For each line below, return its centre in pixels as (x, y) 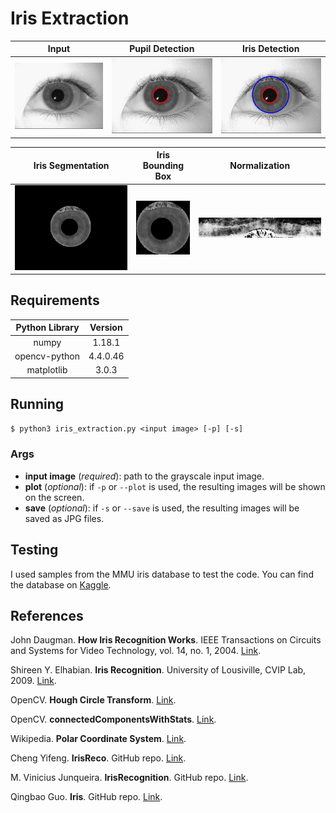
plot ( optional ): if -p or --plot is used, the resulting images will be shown (175, 486)
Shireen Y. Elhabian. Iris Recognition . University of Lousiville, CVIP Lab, (158, 670)
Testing (34, 550)
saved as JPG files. (64, 518)
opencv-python (47, 356)
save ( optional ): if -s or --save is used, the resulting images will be (162, 508)
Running (37, 404)
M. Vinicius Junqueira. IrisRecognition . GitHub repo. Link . (129, 778)
